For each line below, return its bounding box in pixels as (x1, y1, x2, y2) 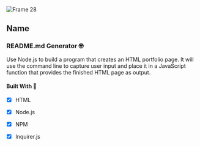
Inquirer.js (15, 133, 41, 141)
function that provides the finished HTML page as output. (6, 68, 151, 76)
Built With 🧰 (6, 82, 37, 90)
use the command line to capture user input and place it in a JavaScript (6, 62, 186, 70)
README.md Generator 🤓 (6, 42, 84, 50)
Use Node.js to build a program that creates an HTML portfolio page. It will (6, 56, 194, 63)
